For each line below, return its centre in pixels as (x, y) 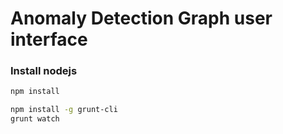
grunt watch (35, 119)
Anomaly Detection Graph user (141, 18)
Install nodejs (44, 71)
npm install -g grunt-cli (64, 110)
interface (49, 39)
